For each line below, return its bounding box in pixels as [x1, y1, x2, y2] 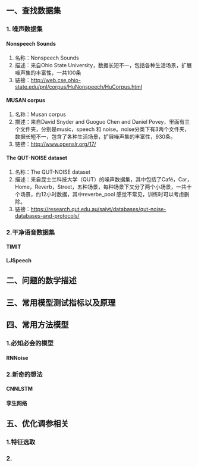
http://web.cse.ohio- [30, 76, 81, 83]
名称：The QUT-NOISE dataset [14, 168, 91, 175]
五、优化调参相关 [6, 419, 69, 429]
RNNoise [6, 354, 29, 361]
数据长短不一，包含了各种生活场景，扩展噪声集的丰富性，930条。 [14, 133, 176, 140]
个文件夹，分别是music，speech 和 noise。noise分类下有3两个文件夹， [14, 126, 190, 133]
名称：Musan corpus [14, 111, 67, 118]
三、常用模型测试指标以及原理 [6, 297, 116, 308]
